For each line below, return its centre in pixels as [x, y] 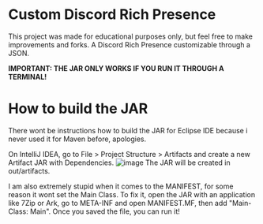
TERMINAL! [28, 77]
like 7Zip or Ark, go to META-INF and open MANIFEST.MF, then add [118, 203]
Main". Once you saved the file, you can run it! [105, 211]
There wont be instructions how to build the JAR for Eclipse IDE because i [128, 130]
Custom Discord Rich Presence [112, 15]
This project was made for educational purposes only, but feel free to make [130, 36]
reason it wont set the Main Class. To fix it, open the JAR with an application [131, 194]
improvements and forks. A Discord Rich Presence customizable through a [130, 44]
